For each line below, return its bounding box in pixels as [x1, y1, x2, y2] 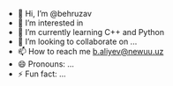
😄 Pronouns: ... [17, 59, 75, 69]
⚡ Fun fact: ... [17, 68, 66, 79]
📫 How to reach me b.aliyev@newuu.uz [17, 47, 164, 56]
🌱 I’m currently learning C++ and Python [17, 27, 165, 37]
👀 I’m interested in [17, 18, 84, 28]
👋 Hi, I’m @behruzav [17, 9, 93, 18]
